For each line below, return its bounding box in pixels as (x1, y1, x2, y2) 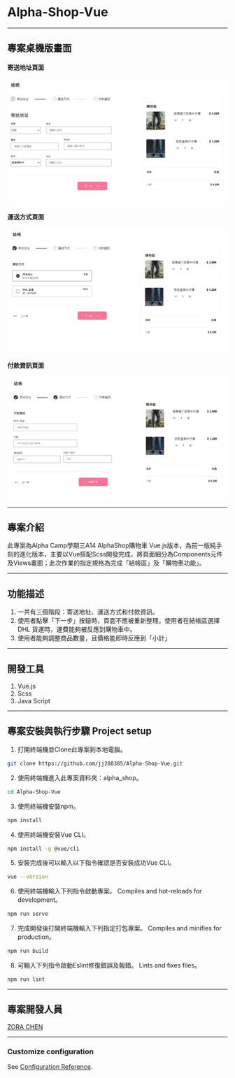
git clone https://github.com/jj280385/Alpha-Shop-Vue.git (7, 760, 183, 767)
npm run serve (7, 910, 49, 918)
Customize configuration (7, 1047, 94, 1056)
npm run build (7, 948, 49, 955)
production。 (17, 933, 56, 941)
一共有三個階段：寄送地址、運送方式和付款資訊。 (17, 608, 159, 616)
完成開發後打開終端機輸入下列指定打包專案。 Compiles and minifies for (17, 924, 222, 933)
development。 (17, 896, 62, 904)
